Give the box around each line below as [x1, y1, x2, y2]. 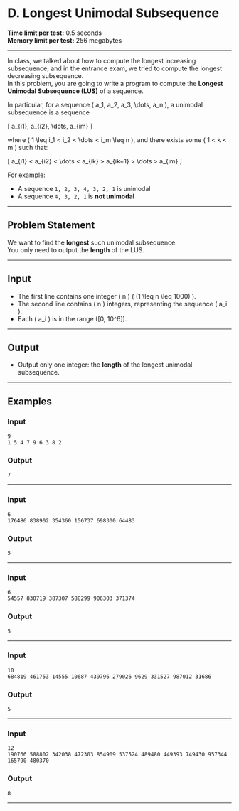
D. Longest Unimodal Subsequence [7, 5, 219, 21]
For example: [7, 171, 46, 179]
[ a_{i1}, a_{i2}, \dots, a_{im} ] [7, 122, 93, 130]
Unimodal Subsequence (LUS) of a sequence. [7, 87, 144, 95]
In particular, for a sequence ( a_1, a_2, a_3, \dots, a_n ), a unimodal [7, 100, 203, 109]
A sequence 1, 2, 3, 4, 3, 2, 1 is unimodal [17, 184, 151, 193]
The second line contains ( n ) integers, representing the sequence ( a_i [17, 299, 228, 308]
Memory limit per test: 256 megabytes [7, 36, 122, 44]
